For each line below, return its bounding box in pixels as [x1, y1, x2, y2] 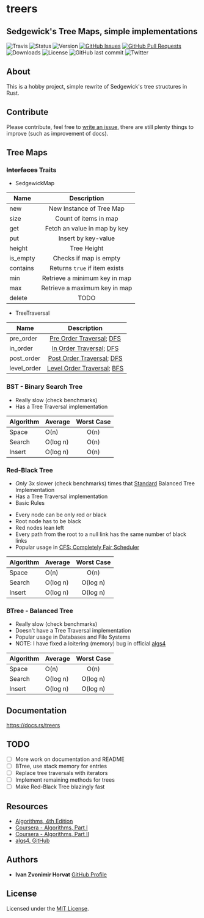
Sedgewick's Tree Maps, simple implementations [6, 26, 198, 37]
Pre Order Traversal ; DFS [49, 334, 121, 343]
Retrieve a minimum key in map [42, 274, 131, 282]
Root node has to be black [15, 517, 81, 524]
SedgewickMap [15, 180, 55, 187]
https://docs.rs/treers [6, 722, 60, 729]
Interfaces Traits [6, 166, 57, 174]
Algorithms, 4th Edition [15, 817, 73, 824]
